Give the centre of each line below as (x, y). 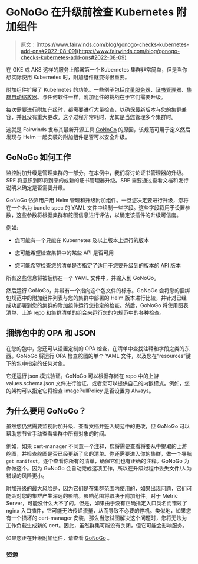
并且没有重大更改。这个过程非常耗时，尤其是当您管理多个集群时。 (96, 117)
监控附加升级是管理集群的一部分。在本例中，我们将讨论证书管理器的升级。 (96, 173)
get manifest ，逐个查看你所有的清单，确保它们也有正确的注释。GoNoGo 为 (98, 461)
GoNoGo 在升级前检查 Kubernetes (90, 12)
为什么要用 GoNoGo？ (46, 411)
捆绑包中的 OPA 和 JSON (51, 333)
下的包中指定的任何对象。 (37, 363)
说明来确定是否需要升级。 (37, 188)
